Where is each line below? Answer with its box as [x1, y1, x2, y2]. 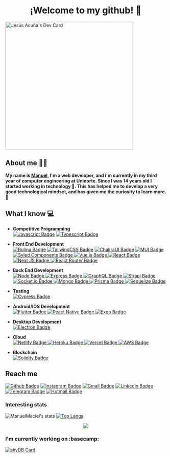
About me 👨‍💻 [5, 158, 47, 168]
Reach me [5, 369, 38, 378]
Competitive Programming [12, 225, 70, 232]
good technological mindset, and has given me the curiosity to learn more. [5, 189, 166, 195]
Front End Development [12, 241, 64, 247]
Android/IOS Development [12, 303, 70, 309]
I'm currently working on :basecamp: [5, 435, 100, 442]
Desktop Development [12, 318, 61, 325]
